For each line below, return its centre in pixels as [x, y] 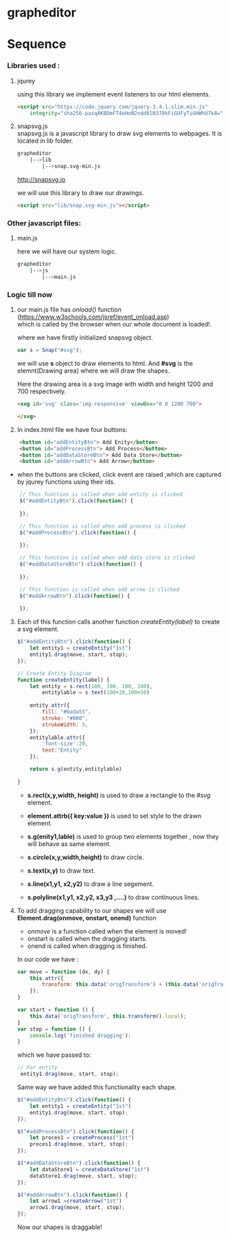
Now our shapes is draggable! [59, 1227]
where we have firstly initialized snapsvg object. [85, 338]
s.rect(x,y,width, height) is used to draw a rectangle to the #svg [119, 795]
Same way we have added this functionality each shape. [97, 1087]
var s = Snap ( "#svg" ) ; [49, 350]
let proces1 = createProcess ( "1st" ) [82, 1138]
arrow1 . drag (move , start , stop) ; [78, 1208]
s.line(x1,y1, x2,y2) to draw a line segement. [91, 884]
